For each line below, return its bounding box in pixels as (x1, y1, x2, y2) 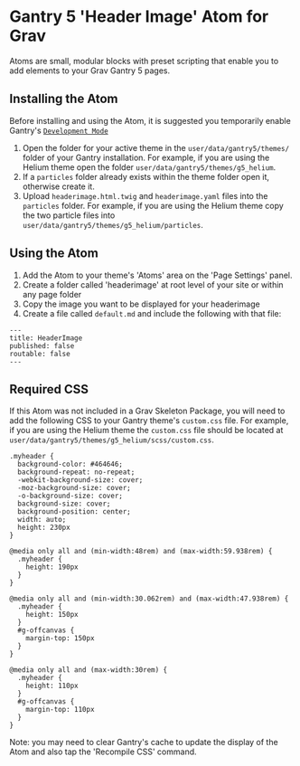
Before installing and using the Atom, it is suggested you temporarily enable (9, 115, 291, 126)
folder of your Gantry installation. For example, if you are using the (22, 152, 270, 163)
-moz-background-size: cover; (17, 484, 131, 493)
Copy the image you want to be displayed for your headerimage (22, 298, 260, 309)
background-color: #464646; (17, 459, 124, 469)
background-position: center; (17, 507, 131, 516)
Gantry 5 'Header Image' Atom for (9, 6, 269, 27)
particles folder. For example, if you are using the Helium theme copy (22, 200, 285, 211)
